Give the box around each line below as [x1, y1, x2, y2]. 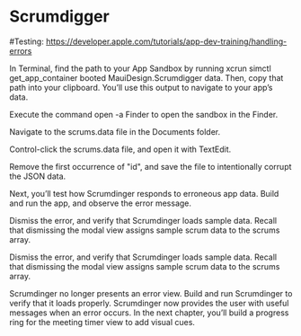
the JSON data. [9, 171, 66, 181]
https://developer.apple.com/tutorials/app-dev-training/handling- [46, 36, 288, 47]
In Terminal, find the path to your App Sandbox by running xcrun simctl [9, 63, 271, 74]
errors [9, 45, 32, 56]
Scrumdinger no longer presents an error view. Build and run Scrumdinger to [9, 287, 293, 298]
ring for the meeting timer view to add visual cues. [9, 316, 196, 327]
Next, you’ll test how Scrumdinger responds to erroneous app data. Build [9, 188, 279, 199]
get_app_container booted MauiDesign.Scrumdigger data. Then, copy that [9, 72, 284, 83]
